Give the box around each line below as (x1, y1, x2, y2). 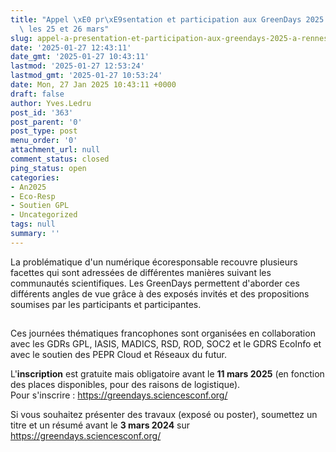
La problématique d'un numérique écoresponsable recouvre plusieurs (10, 256, 298, 268)
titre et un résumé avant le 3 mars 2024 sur (10, 419, 191, 431)
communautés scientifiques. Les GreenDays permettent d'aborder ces (10, 277, 300, 289)
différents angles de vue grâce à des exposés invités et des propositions (10, 287, 310, 300)
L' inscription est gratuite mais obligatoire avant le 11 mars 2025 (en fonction (10, 368, 325, 380)
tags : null (10, 219, 56, 230)
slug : (10, 33, 33, 43)
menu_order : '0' (10, 136, 78, 146)
